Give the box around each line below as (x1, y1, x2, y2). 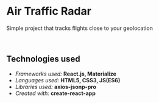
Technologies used (6, 54, 80, 65)
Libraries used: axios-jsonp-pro (15, 83, 96, 90)
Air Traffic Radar (6, 4, 91, 18)
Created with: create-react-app (15, 90, 96, 97)
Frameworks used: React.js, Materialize (15, 70, 117, 77)
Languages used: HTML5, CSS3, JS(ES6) (15, 76, 121, 83)
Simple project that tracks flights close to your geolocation (6, 24, 154, 32)
